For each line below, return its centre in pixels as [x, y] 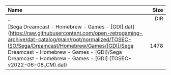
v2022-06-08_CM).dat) [38, 65]
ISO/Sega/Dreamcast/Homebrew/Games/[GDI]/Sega [71, 46]
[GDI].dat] [122, 27]
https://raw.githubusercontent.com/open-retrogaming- [76, 33]
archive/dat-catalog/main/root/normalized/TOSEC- [70, 39]
